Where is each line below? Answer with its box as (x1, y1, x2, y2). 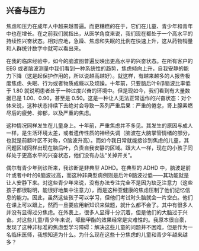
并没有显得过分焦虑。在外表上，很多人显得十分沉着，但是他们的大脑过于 (6, 208, 182, 215)
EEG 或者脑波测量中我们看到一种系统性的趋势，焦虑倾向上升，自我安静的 (6, 65, 184, 72)
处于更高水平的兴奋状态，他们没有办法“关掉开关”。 (11, 151, 136, 158)
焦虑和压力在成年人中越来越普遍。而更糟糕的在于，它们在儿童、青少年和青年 (6, 23, 193, 30)
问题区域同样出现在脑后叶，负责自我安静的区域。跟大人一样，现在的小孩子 (6, 144, 188, 151)
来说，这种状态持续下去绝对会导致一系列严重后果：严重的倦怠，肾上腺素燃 (11, 101, 193, 109)
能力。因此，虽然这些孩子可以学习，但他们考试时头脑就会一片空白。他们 (16, 193, 193, 201)
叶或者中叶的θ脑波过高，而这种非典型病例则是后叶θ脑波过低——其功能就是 (6, 171, 190, 179)
